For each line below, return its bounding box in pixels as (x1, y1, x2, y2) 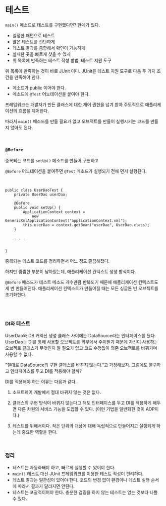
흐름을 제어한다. (18, 107, 49, 113)
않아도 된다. (10, 124, 33, 130)
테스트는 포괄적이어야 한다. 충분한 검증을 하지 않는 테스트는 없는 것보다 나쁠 (12, 489, 158, 495)
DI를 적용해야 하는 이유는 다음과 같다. (5, 379, 77, 385)
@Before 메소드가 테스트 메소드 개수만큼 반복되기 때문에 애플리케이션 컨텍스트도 (5, 279, 159, 285)
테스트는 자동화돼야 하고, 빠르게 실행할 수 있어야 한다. (12, 464, 115, 470)
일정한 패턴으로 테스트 (12, 32, 55, 38)
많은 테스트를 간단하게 (12, 38, 55, 45)
